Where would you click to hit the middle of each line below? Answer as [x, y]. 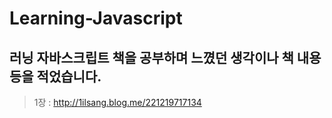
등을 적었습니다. [55, 76]
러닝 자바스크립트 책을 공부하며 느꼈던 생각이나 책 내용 [165, 57]
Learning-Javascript [96, 18]
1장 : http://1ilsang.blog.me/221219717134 [117, 102]
